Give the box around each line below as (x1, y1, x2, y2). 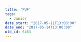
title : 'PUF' (5, 7, 31, 12)
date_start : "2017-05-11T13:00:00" (5, 20, 77, 26)
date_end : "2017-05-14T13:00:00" (5, 25, 72, 30)
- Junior (9, 16, 27, 21)
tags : (5, 12, 16, 16)
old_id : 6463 (5, 29, 31, 34)
